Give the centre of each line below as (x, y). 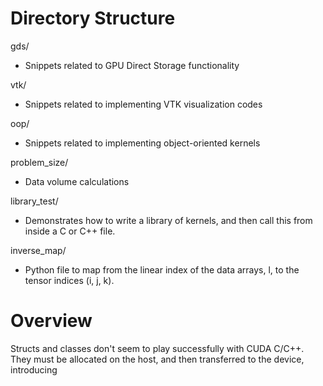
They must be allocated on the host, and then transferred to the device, (157, 359)
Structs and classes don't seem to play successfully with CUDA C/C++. (157, 348)
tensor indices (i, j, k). (69, 280)
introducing (34, 369)
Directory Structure (93, 18)
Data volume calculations (77, 181)
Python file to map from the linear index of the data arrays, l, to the (162, 269)
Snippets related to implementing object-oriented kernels (142, 143)
